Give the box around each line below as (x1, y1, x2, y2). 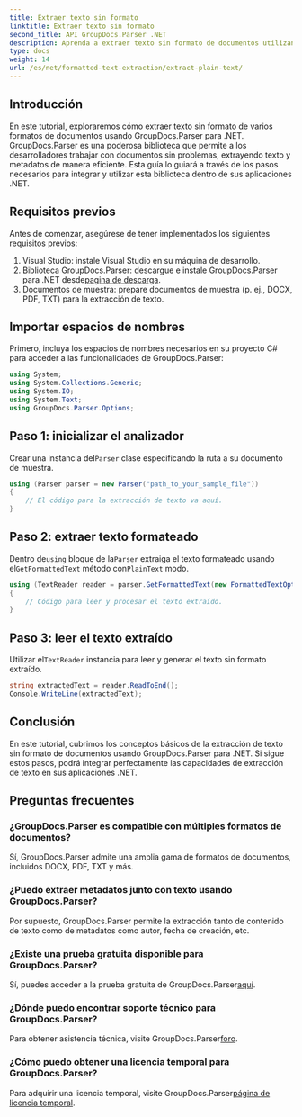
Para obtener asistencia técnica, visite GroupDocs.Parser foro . (9, 1033, 238, 1044)
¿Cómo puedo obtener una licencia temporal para (9, 1056, 230, 1068)
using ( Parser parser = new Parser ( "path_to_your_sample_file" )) (9, 479, 259, 489)
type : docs (9, 47, 50, 56)
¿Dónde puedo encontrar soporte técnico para (9, 1001, 217, 1013)
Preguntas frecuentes (9, 793, 135, 808)
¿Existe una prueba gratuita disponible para (9, 947, 204, 959)
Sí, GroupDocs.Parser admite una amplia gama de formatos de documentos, (9, 851, 292, 862)
